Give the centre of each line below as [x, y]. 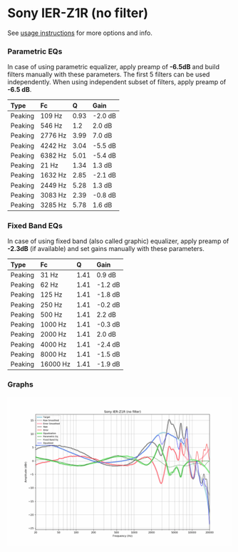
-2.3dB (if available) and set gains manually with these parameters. [106, 249]
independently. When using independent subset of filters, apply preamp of [117, 82]
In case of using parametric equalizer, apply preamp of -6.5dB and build [113, 67]
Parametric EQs [35, 51]
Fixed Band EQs [35, 225]
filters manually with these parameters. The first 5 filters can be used [109, 75]
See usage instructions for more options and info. [80, 33]
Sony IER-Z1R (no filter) [78, 13]
